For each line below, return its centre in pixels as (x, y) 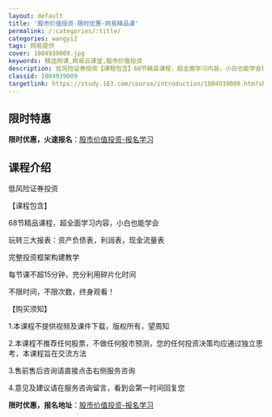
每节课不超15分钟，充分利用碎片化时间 (72, 274)
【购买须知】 (30, 309)
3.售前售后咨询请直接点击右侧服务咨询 (72, 371)
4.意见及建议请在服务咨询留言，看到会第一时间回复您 (97, 388)
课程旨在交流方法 (58, 354)
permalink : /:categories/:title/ (65, 31)
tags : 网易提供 (32, 46)
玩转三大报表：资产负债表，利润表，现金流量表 (86, 240)
